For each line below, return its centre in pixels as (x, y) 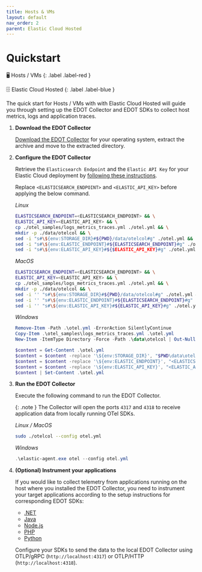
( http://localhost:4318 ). (46, 563)
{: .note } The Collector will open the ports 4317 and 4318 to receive (98, 407)
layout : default (26, 17)
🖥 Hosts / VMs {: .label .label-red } (49, 75)
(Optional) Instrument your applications (66, 470)
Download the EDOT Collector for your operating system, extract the (99, 139)
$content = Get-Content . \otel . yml (60, 350)
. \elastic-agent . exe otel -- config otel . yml (72, 459)
